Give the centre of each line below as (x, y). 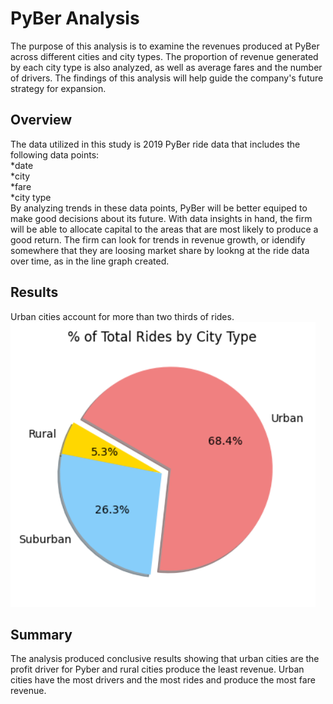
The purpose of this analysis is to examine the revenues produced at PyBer (165, 46)
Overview (41, 120)
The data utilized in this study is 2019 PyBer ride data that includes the (155, 144)
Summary (41, 634)
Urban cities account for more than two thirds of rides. (122, 316)
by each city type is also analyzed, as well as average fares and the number (166, 67)
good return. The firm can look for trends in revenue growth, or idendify (158, 239)
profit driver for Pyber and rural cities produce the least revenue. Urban (157, 669)
